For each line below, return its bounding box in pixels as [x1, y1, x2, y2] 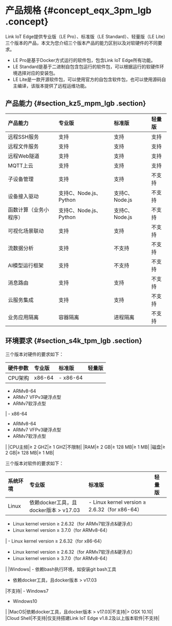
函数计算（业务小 [8, 206, 50, 213]
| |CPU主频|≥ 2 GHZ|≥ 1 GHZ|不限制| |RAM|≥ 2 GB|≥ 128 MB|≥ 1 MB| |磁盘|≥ [5, 444, 166, 450]
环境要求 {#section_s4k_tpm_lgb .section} [5, 336, 142, 346]
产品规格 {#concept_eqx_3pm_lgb [5, 5, 152, 16]
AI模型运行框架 [8, 262, 44, 269]
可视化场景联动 [8, 227, 45, 234]
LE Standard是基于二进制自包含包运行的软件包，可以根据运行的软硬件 [12, 63, 160, 70]
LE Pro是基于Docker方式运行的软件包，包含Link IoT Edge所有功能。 [12, 57, 156, 63]
